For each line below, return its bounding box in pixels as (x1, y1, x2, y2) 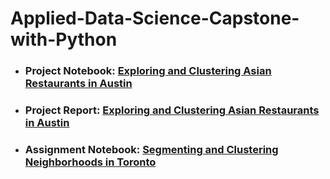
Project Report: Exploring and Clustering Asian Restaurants (24, 103, 320, 117)
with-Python (10, 28, 118, 51)
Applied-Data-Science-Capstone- (10, 7, 300, 30)
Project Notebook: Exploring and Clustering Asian (24, 64, 272, 78)
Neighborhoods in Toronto (24, 155, 157, 169)
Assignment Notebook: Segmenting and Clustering (24, 142, 279, 156)
